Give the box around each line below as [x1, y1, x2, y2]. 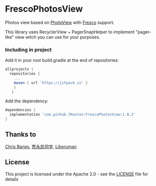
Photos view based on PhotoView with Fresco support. [5, 19, 115, 25]
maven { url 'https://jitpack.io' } [14, 80, 88, 85]
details [5, 176, 18, 182]
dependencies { [5, 108, 36, 112]
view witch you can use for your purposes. [15, 34, 101, 40]
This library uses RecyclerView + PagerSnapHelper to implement [5, 29, 135, 35]
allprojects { [5, 67, 34, 72]
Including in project [5, 46, 52, 53]
